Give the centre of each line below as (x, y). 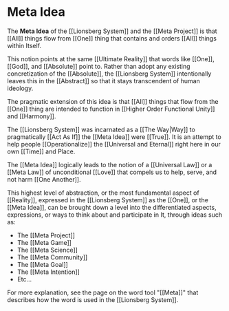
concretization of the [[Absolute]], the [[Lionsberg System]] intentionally (109, 74)
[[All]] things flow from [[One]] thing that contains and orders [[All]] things (112, 38)
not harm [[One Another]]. (44, 179)
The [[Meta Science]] (47, 250)
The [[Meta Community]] (52, 257)
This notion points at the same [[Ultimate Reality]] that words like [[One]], (111, 58)
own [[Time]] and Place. (41, 151)
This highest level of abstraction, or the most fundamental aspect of (103, 193)
